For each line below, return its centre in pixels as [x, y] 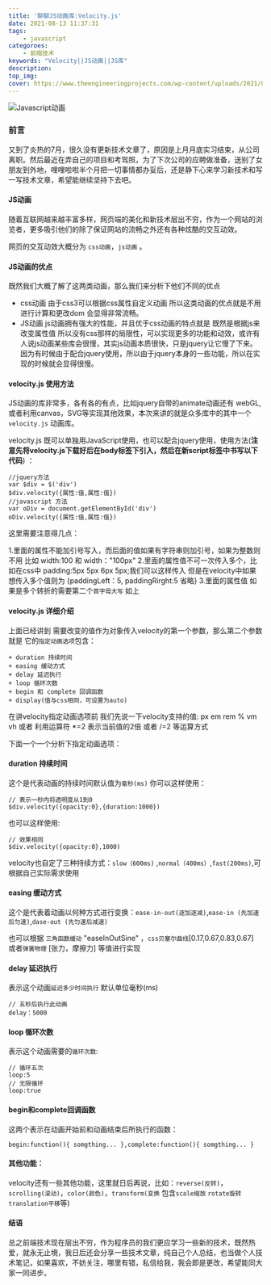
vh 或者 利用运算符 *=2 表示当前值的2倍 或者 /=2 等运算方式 [108, 726]
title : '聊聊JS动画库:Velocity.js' [65, 16]
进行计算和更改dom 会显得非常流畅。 [81, 313]
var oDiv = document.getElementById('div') [83, 509]
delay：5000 [28, 1013]
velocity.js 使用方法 [41, 384]
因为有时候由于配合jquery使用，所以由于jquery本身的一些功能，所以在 [137, 354]
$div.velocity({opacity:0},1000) [65, 846]
